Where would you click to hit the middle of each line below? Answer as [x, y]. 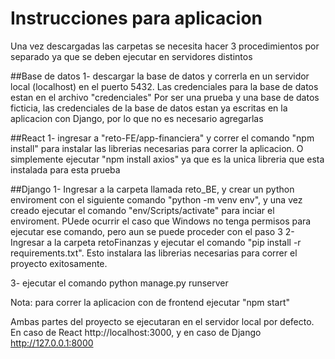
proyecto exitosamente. [59, 263]
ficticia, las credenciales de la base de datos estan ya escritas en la [149, 108]
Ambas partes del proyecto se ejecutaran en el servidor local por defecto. [162, 321]
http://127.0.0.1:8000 [52, 343]
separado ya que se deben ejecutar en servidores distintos [131, 56]
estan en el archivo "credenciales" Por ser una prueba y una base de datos [165, 97]
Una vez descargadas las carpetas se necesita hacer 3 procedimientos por [165, 46]
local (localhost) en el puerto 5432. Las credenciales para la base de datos [164, 86]
